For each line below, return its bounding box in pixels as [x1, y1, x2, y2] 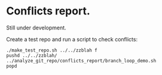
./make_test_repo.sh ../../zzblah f [6, 47, 97, 53]
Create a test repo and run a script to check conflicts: [6, 35, 138, 43]
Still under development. [6, 24, 67, 31]
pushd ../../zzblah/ [6, 52, 58, 58]
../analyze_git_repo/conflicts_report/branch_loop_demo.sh [6, 58, 157, 64]
